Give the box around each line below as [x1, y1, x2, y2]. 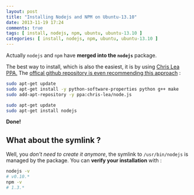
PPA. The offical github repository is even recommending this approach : [6, 70, 181, 76]
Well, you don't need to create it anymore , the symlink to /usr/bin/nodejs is [6, 150, 189, 158]
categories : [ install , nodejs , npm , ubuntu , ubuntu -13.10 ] [6, 36, 158, 42]
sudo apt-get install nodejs [6, 108, 77, 114]
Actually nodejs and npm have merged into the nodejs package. [6, 52, 157, 59]
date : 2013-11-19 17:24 [6, 19, 64, 25]
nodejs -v [6, 168, 30, 175]
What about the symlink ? [6, 135, 101, 145]
